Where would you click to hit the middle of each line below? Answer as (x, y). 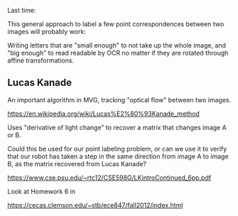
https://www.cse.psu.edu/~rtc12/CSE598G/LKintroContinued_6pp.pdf (109, 178)
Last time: (22, 10)
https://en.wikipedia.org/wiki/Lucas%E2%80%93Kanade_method (104, 114)
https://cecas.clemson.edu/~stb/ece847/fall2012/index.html (95, 205)
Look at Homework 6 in (42, 191)
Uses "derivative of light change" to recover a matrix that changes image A (117, 127)
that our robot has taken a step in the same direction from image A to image (118, 156)
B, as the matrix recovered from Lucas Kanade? (77, 163)
